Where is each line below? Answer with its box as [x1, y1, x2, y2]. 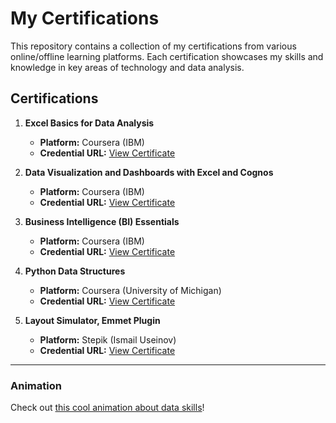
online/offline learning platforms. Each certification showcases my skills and [10, 50, 324, 62]
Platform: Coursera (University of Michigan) [39, 284, 222, 296]
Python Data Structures [24, 265, 126, 277]
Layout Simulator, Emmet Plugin [24, 314, 161, 326]
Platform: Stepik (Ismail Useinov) [39, 333, 177, 346]
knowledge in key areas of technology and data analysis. [10, 61, 245, 73]
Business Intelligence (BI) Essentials [24, 215, 180, 227]
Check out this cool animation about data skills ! [10, 402, 205, 414]
